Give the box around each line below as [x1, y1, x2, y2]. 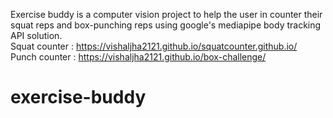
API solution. [10, 30, 63, 41]
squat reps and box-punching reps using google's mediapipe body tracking [10, 19, 322, 31]
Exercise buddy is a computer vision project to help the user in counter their [10, 9, 323, 20]
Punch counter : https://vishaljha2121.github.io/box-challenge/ [10, 51, 267, 63]
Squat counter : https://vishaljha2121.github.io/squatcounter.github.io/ [10, 40, 298, 52]
